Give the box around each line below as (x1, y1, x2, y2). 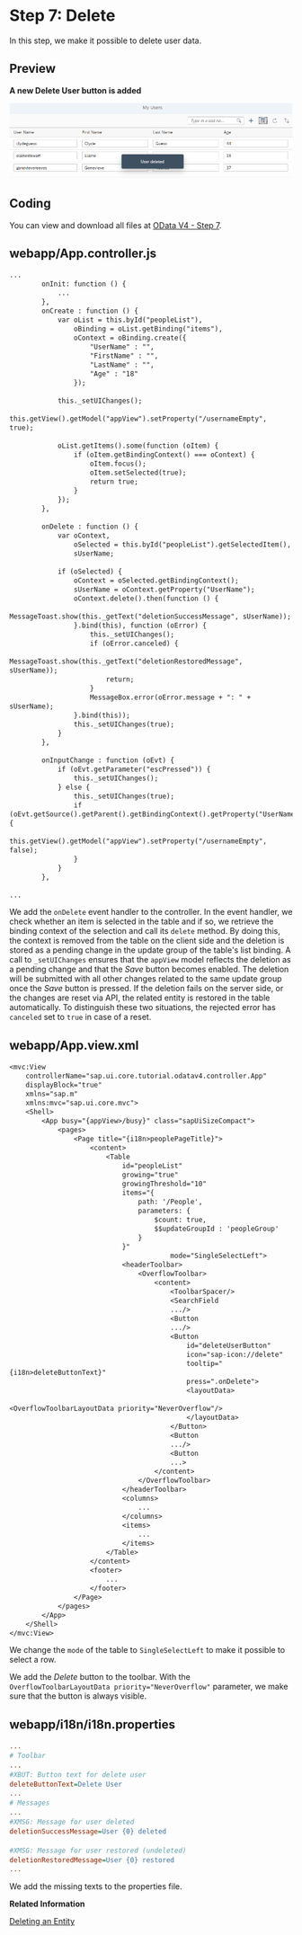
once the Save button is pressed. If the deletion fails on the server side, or (9, 983, 284, 994)
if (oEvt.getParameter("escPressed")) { (57, 765, 211, 774)
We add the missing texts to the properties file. (9, 1881, 182, 1892)
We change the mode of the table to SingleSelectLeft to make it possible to (9, 1645, 286, 1655)
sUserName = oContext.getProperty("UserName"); (73, 585, 255, 594)
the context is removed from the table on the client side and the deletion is (9, 936, 285, 946)
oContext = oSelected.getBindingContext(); (73, 576, 240, 585)
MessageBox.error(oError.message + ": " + (89, 693, 252, 702)
